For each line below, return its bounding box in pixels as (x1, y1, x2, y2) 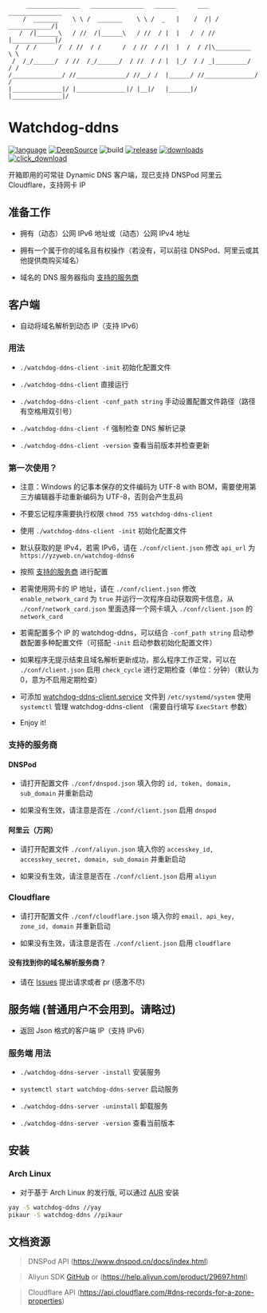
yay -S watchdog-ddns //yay (8, 1203, 102, 1211)
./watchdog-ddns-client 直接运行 (19, 379, 129, 389)
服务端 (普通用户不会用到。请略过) (8, 1003, 176, 1016)
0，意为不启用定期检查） (19, 675, 102, 684)
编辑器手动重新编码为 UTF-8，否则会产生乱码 (33, 492, 183, 501)
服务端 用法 (8, 1048, 52, 1059)
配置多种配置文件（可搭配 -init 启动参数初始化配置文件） (26, 638, 217, 648)
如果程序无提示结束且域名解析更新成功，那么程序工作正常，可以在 (19, 655, 237, 664)
